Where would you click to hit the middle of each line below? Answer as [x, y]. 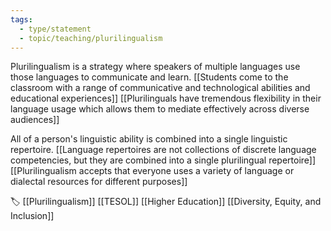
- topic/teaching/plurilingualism [91, 38]
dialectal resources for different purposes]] [99, 182]
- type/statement [55, 29]
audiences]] [35, 120]
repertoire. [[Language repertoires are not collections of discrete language [163, 150]
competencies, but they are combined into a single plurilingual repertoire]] [163, 160]
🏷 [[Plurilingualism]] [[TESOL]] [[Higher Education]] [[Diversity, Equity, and [166, 202]
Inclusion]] [32, 216]
